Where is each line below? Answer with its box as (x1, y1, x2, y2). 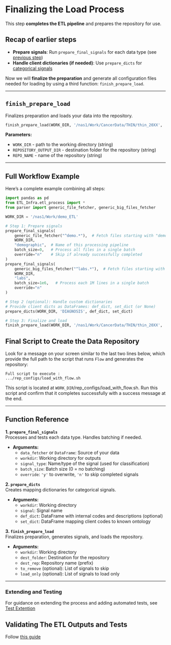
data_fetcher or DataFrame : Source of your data (20, 449, 120, 456)
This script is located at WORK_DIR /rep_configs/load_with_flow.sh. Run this (5, 385, 158, 391)
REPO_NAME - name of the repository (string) (12, 152, 103, 159)
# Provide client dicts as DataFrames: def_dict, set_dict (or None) (5, 304, 156, 309)
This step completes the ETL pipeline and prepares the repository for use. (5, 20, 162, 27)
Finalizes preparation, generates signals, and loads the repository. (5, 533, 144, 540)
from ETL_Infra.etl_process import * (5, 201, 85, 206)
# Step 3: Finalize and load (5, 318, 67, 323)
